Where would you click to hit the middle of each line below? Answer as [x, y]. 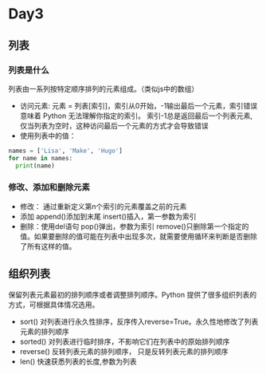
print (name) [35, 165]
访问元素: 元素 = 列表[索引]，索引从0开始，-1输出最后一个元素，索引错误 [139, 105]
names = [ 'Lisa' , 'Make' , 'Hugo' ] [66, 151]
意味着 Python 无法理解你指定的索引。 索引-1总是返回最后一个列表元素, [136, 116]
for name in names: [41, 158]
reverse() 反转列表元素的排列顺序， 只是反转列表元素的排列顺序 [124, 351]
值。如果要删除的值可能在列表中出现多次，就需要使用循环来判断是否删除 [138, 236]
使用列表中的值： [48, 136]
